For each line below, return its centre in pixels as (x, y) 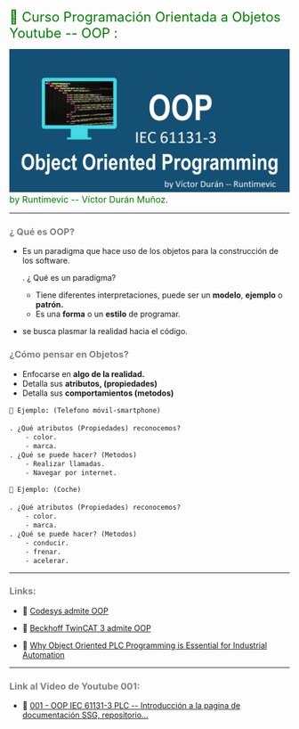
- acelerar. (47, 561)
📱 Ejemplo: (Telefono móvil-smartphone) (85, 410)
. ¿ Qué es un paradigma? (69, 278)
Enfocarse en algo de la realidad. (83, 373)
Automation (43, 654)
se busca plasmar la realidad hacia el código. (105, 332)
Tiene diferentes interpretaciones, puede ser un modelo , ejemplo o (159, 295)
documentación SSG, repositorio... (85, 715)
